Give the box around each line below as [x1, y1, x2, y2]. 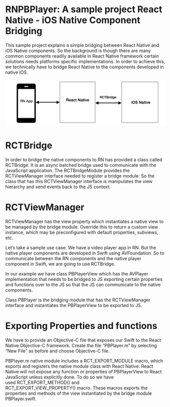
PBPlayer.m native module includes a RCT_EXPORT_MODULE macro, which [5, 358, 163, 364]
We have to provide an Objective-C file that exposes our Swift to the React [5, 337, 161, 343]
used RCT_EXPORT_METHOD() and [5, 379, 80, 386]
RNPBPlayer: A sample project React [5, 4, 163, 15]
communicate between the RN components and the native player [5, 255, 141, 261]
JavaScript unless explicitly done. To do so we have [5, 374, 114, 380]
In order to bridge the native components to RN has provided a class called [5, 157, 162, 163]
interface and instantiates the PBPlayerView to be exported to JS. [5, 302, 143, 308]
